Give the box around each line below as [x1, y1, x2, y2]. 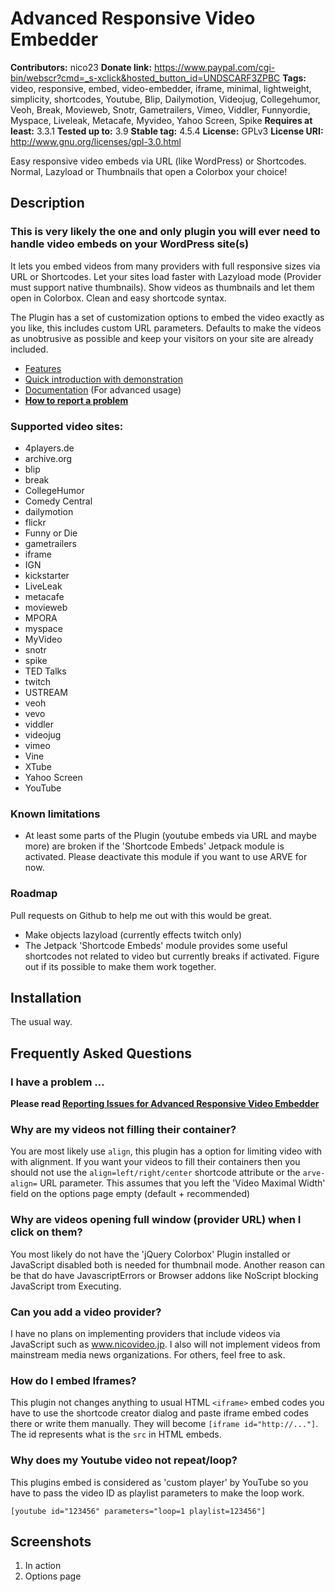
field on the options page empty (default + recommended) [10, 1188, 251, 1200]
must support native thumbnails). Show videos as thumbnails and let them [10, 281, 315, 293]
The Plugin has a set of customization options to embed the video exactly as [10, 311, 325, 323]
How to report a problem [24, 394, 129, 406]
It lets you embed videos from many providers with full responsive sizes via [10, 260, 321, 272]
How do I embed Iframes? [10, 1373, 137, 1387]
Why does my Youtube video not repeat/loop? [10, 1453, 238, 1467]
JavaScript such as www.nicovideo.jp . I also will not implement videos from [10, 1338, 321, 1350]
